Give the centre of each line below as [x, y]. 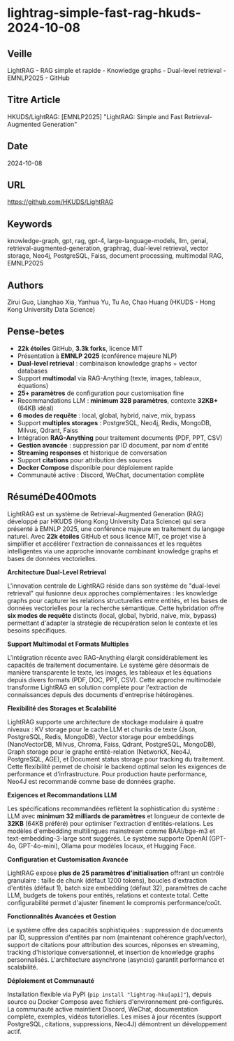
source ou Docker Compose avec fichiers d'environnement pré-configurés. [116, 1001]
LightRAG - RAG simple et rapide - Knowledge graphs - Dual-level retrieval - [117, 70]
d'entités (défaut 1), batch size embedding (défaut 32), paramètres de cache [117, 888]
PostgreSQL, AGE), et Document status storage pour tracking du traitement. [116, 759]
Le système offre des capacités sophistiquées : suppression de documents [115, 930]
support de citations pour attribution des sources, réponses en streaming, [114, 944]
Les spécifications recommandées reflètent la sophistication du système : [113, 808]
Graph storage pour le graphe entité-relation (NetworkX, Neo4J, [100, 752]
